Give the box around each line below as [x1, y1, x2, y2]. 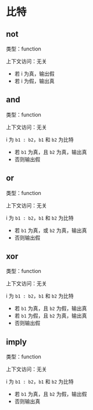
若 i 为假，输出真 [14, 77, 55, 84]
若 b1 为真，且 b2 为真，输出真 [14, 148, 87, 155]
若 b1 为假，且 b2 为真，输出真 [14, 312, 87, 319]
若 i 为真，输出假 [14, 70, 55, 77]
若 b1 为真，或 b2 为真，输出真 [14, 227, 87, 234]
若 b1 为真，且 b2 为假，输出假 [14, 391, 87, 398]
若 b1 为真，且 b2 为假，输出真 [14, 305, 87, 312]
